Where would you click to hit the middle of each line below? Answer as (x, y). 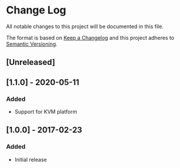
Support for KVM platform (46, 112)
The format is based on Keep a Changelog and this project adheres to (90, 37)
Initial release (30, 159)
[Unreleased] (31, 62)
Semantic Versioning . (32, 44)
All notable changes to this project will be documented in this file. (85, 26)
